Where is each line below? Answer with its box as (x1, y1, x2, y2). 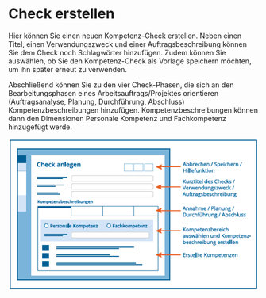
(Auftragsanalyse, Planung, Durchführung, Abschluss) (8, 97, 185, 106)
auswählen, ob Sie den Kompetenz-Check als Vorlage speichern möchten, (8, 56, 252, 66)
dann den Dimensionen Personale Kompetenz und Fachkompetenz (8, 113, 226, 123)
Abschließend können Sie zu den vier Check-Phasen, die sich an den (8, 80, 234, 90)
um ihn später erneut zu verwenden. (8, 64, 127, 74)
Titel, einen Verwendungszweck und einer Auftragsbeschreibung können (8, 39, 248, 48)
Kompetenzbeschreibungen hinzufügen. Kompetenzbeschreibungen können (8, 105, 258, 115)
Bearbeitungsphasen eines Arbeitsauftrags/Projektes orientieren (8, 88, 219, 97)
